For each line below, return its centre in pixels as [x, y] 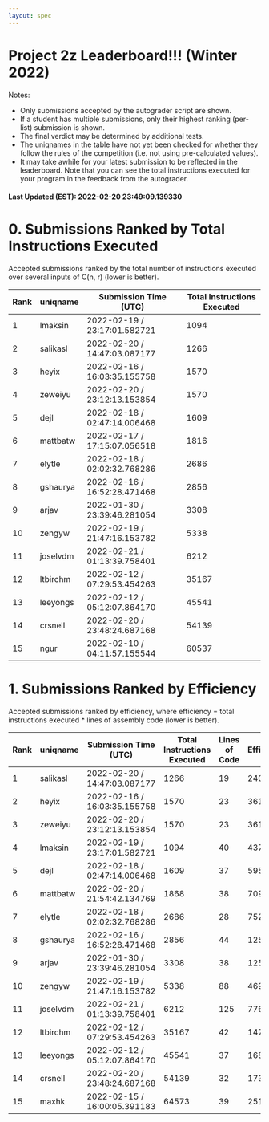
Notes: [19, 95]
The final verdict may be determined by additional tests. [112, 136]
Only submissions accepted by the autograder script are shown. [126, 110]
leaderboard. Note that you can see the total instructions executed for [135, 170]
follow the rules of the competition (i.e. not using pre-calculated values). [139, 152]
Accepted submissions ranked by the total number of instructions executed [132, 269]
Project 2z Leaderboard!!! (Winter [123, 55]
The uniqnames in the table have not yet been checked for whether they [139, 144]
